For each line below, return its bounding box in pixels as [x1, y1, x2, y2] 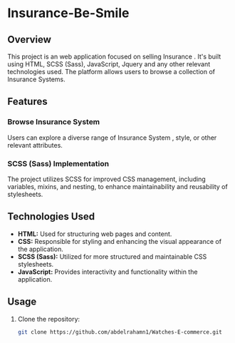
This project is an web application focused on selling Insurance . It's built [7, 52, 221, 61]
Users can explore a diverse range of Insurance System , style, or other [7, 133, 217, 142]
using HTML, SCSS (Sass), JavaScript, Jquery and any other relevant [7, 60, 211, 68]
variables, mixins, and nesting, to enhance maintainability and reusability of [7, 182, 228, 190]
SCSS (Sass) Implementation [7, 158, 109, 168]
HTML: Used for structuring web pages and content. [17, 230, 172, 238]
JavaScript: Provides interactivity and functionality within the [17, 267, 198, 276]
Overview [7, 34, 52, 46]
